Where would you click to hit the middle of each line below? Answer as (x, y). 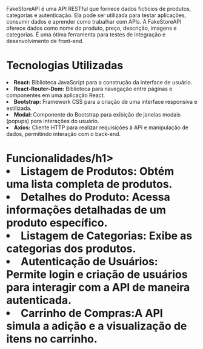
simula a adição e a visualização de (97, 326)
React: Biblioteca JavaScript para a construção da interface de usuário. (103, 82)
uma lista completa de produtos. (89, 184)
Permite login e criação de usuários (97, 275)
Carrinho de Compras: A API (92, 313)
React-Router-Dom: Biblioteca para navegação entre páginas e (93, 89)
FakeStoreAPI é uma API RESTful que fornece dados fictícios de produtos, (99, 9)
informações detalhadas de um (86, 210)
